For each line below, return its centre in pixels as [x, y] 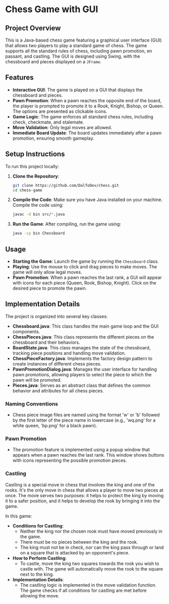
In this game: [19, 516]
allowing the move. [40, 595]
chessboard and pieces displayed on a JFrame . [53, 62]
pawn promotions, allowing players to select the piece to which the [82, 374]
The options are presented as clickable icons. [60, 111]
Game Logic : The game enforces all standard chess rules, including [83, 116]
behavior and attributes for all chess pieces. [58, 390]
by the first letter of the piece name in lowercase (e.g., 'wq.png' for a [84, 420]
